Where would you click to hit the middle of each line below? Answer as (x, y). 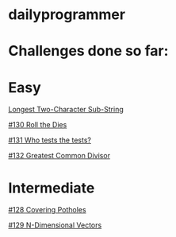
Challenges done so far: (88, 51)
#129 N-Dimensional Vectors (55, 225)
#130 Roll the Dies (38, 125)
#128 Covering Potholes (47, 210)
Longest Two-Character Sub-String (66, 110)
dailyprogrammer (67, 15)
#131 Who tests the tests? (50, 140)
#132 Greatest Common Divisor (59, 156)
